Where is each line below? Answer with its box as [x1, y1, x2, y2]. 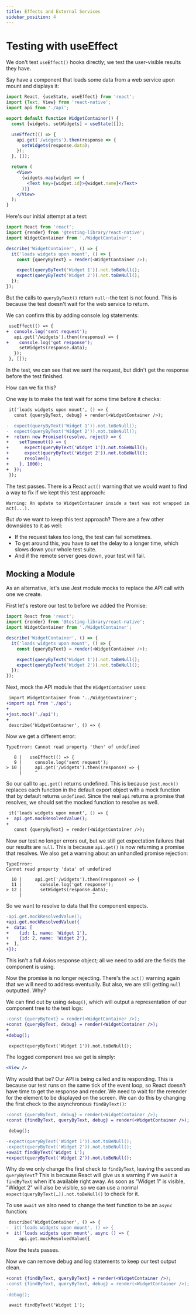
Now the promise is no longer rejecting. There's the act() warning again [6, 975, 180, 981]
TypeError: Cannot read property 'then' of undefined [6, 744, 140, 750]
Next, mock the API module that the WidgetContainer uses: [6, 683, 147, 690]
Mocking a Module [6, 569, 75, 579]
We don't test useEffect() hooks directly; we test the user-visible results [6, 59, 181, 66]
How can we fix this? [6, 384, 57, 391]
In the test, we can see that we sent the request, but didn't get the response [6, 366, 189, 373]
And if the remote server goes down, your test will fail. [14, 552, 146, 559]
